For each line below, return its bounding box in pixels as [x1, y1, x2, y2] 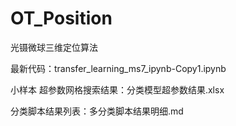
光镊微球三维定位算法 [10, 41, 98, 53]
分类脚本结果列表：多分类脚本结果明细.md [10, 105, 184, 117]
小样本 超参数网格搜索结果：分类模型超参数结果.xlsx [10, 83, 225, 96]
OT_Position [10, 7, 113, 30]
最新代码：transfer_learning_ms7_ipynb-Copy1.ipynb [10, 62, 227, 74]
